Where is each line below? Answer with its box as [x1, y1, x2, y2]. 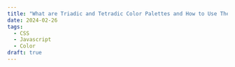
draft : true [7, 50, 42, 57]
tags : [7, 23, 23, 30]
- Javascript [13, 36, 52, 43]
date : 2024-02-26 [7, 17, 58, 24]
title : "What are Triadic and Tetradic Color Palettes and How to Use [7, 10, 218, 17]
